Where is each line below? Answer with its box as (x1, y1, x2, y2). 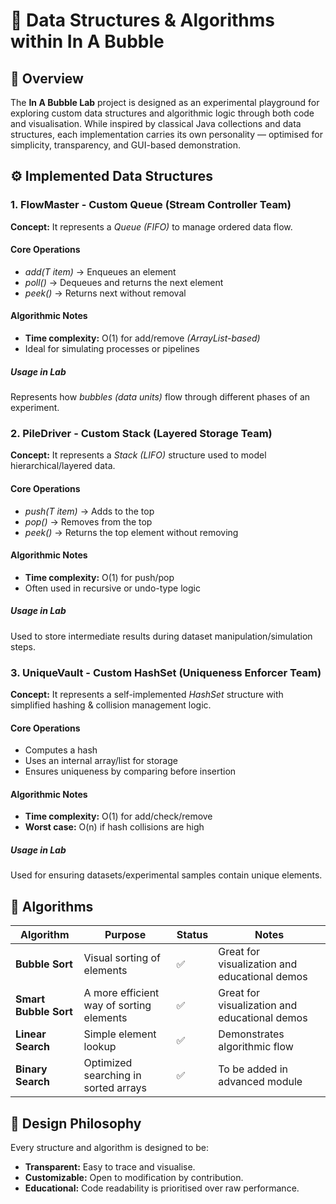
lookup (83, 1040, 117, 1054)
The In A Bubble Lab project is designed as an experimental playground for (10, 97, 320, 108)
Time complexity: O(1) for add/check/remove (24, 810, 213, 823)
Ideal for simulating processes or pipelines (24, 343, 200, 355)
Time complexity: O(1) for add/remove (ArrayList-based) (24, 332, 261, 344)
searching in (83, 1069, 142, 1083)
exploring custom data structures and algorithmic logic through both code (10, 107, 315, 119)
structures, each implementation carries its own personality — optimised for (10, 129, 324, 140)
